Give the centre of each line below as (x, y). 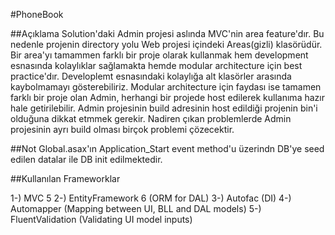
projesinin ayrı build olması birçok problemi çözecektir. (122, 129)
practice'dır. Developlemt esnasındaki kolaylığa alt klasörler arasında (151, 76)
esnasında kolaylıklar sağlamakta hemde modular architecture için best (156, 65)
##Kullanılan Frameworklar (65, 178)
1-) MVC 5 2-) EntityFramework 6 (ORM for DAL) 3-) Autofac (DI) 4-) (151, 198)
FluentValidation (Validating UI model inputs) (101, 219)
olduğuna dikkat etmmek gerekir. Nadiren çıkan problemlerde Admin (151, 118)
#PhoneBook (37, 14)
